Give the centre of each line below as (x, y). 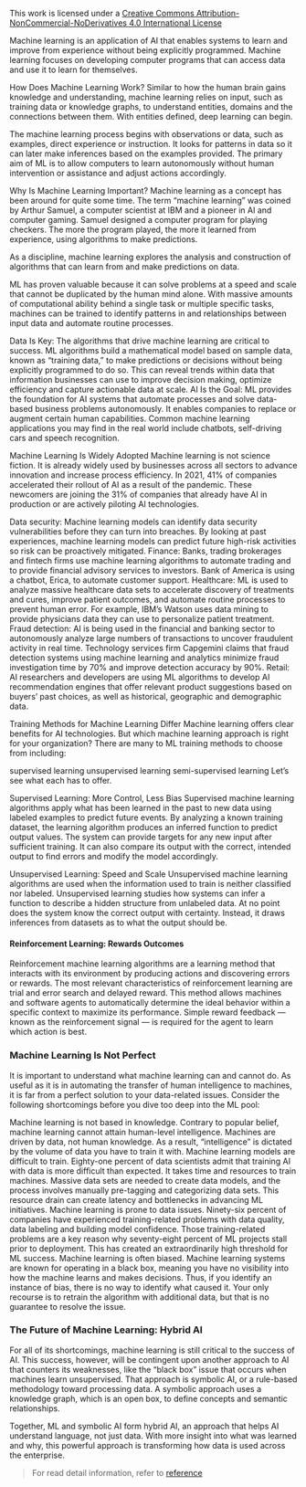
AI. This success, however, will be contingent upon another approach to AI (149, 1359)
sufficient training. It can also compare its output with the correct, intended (150, 847)
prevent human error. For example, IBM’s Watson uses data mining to (139, 609)
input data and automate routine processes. (91, 323)
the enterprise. (37, 1455)
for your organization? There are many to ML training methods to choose (146, 743)
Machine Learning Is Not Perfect (83, 1056)
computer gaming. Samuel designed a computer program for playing (138, 220)
